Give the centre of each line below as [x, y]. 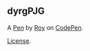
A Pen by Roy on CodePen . [45, 27]
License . [19, 41]
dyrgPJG [26, 11]
